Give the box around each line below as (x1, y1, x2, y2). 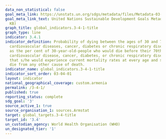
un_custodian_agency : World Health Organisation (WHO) (5, 122, 121, 127)
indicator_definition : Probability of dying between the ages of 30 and (5, 39, 158, 44)
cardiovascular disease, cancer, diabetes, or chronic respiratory (9, 53, 152, 58)
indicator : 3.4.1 (5, 35, 41, 40)
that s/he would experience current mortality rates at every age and (9, 58, 158, 63)
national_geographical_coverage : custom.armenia (5, 80, 107, 85)
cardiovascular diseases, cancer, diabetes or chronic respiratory (9, 44, 152, 49)
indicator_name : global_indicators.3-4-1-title (5, 67, 105, 72)
